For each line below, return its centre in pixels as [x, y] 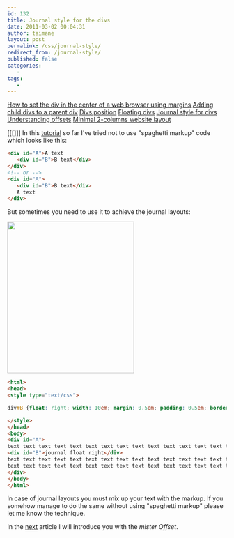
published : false [32, 59]
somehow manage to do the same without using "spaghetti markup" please [116, 506]
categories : [24, 66]
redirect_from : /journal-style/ [54, 53]
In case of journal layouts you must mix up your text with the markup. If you [115, 498]
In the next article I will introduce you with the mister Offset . [93, 527]
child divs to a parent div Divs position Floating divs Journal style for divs [112, 112]
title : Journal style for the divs [59, 20]
